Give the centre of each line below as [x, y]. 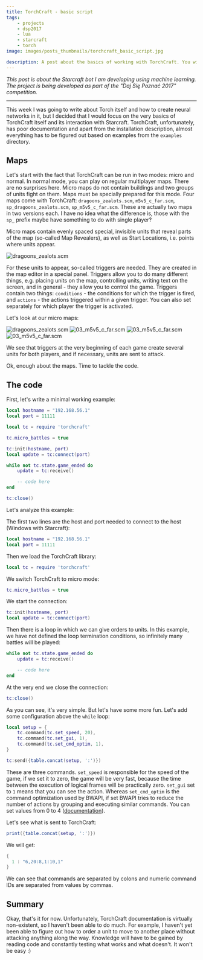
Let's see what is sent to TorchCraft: [51, 822]
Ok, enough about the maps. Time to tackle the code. [72, 366]
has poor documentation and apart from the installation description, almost [99, 129]
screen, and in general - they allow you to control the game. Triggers [92, 287]
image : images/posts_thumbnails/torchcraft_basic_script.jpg [85, 51]
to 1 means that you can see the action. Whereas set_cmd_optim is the [93, 791]
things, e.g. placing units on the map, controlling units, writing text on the [97, 281]
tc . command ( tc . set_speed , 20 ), [56, 733]
